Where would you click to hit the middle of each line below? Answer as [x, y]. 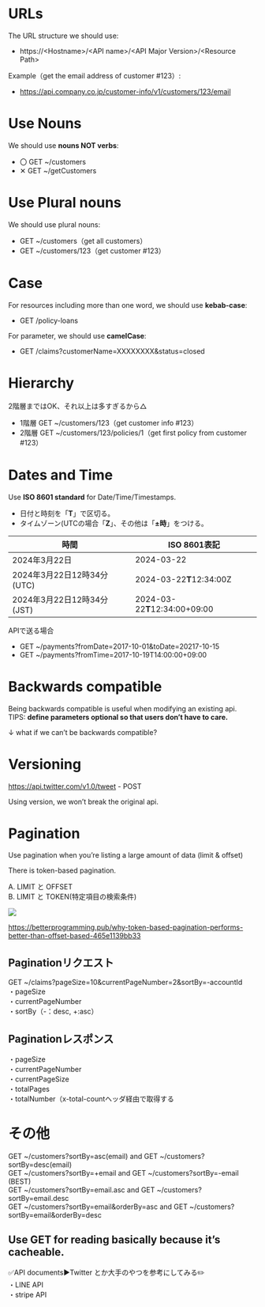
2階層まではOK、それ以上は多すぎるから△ [78, 406]
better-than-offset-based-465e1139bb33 [75, 936]
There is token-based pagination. [62, 870]
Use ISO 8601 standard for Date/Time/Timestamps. [92, 497]
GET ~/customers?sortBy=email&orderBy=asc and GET [98, 1207]
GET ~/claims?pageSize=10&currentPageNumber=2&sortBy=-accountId [125, 983]
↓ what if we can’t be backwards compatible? [83, 732]
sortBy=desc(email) [40, 1165]
